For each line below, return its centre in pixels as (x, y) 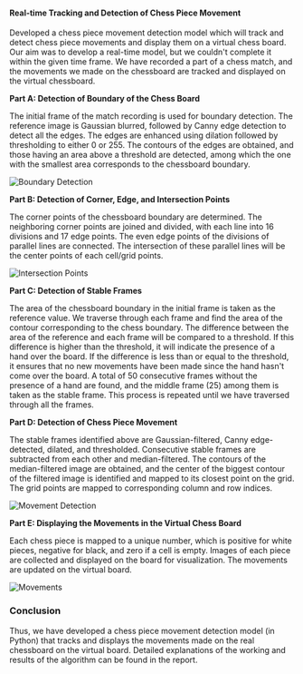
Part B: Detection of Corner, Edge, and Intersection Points (120, 200)
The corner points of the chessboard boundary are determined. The (136, 217)
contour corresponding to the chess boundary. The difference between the (149, 327)
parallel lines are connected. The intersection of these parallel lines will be (147, 246)
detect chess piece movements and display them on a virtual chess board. (148, 43)
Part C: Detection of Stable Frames (76, 291)
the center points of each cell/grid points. (86, 256)
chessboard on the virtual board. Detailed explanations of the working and (148, 650)
